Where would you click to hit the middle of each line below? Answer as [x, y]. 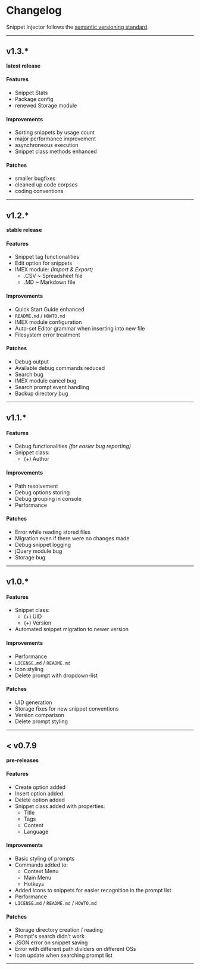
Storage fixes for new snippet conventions [67, 708]
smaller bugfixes [35, 178]
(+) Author [36, 459]
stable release [24, 230]
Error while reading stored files [53, 532]
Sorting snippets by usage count [55, 133]
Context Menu [41, 871]
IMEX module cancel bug [46, 381]
